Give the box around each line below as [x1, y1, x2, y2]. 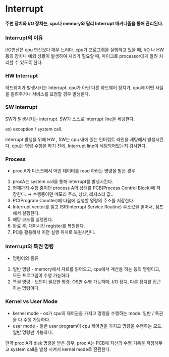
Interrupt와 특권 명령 [5, 243, 54, 250]
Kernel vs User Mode [5, 298, 58, 305]
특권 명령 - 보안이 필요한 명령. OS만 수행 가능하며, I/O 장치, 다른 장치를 [12, 279, 152, 285]
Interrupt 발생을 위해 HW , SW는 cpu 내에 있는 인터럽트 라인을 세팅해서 [5, 136, 146, 142]
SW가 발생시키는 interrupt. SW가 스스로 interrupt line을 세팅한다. [5, 116, 135, 122]
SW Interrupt [5, 104, 38, 111]
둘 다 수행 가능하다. [12, 317, 50, 323]
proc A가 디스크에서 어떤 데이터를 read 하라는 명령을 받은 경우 [12, 168, 136, 174]
